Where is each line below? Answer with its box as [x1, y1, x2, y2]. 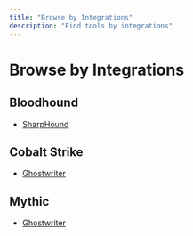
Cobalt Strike [9, 144, 84, 159]
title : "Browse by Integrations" [9, 12, 133, 22]
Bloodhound [9, 95, 78, 110]
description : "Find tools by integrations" [9, 21, 173, 30]
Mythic [9, 193, 50, 209]
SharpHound [21, 118, 69, 129]
